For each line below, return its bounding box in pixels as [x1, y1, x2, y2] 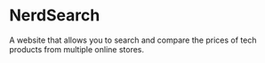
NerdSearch [9, 5, 100, 26]
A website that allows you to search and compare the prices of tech [9, 35, 257, 45]
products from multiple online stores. [9, 43, 145, 54]
